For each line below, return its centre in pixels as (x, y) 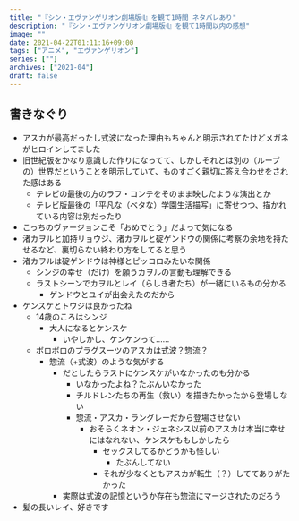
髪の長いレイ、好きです (65, 507)
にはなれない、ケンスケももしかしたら (160, 440)
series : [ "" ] (34, 59)
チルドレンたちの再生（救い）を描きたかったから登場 (174, 395)
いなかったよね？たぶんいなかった (138, 384)
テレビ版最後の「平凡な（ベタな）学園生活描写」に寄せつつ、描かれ (161, 205)
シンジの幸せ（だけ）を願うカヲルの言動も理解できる (134, 272)
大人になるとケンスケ (88, 328)
